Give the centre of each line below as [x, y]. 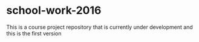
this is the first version [34, 33]
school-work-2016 [54, 10]
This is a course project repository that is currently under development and [100, 27]
